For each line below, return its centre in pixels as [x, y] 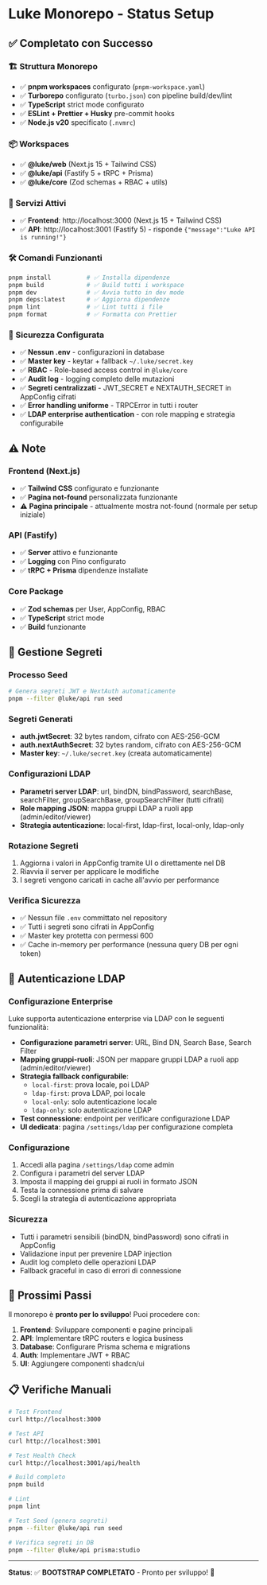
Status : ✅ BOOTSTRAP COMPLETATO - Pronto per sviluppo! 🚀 [112, 1572]
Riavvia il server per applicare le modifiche [89, 871]
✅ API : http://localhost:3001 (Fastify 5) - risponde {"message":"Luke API [137, 229]
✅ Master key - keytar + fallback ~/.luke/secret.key [106, 361]
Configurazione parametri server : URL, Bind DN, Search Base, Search [135, 1042]
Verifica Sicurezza [44, 900]
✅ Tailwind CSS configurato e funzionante [89, 488]
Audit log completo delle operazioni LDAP [88, 1262]
